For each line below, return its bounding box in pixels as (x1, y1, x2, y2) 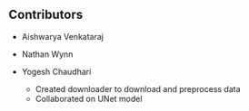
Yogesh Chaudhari (21, 66, 92, 77)
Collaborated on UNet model (35, 93, 143, 104)
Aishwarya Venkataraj (21, 31, 104, 42)
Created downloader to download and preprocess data (35, 83, 242, 94)
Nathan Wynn (21, 49, 74, 60)
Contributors (8, 7, 84, 23)
